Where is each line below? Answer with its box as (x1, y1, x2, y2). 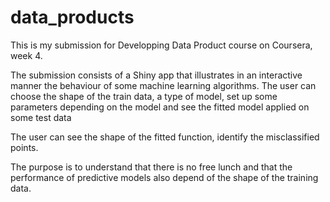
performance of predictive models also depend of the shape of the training (10, 171, 319, 183)
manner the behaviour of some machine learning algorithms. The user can (10, 79, 317, 91)
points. (10, 141, 39, 153)
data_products (10, 6, 135, 29)
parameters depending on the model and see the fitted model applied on (10, 101, 310, 113)
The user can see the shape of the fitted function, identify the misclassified (10, 131, 320, 143)
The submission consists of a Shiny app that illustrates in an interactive (10, 69, 303, 81)
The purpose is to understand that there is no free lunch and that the (10, 161, 293, 173)
